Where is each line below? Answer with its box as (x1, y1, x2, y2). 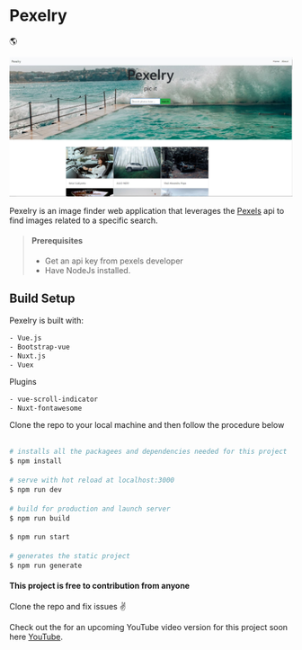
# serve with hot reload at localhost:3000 (9, 476, 175, 485)
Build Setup (9, 291, 75, 307)
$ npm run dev (9, 485, 63, 494)
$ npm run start (9, 532, 70, 542)
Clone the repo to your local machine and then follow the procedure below (9, 419, 285, 430)
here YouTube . (9, 631, 64, 642)
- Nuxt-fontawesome (9, 404, 83, 413)
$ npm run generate (9, 561, 83, 570)
